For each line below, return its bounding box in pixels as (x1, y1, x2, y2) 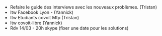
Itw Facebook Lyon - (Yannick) (10, 9, 74, 15)
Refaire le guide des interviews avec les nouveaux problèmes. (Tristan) (10, 4, 157, 10)
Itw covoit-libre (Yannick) (10, 20, 62, 26)
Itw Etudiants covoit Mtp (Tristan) (10, 15, 79, 20)
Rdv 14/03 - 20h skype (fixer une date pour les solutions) (10, 25, 129, 31)
